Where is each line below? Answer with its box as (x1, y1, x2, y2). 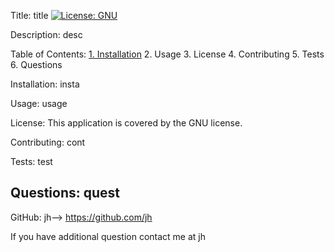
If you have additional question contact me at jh (10, 230, 207, 242)
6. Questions (10, 59, 63, 70)
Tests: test (10, 156, 53, 167)
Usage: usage (10, 98, 68, 109)
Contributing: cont (10, 136, 86, 148)
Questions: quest (10, 185, 121, 202)
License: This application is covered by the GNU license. (10, 117, 243, 129)
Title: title (10, 10, 49, 21)
